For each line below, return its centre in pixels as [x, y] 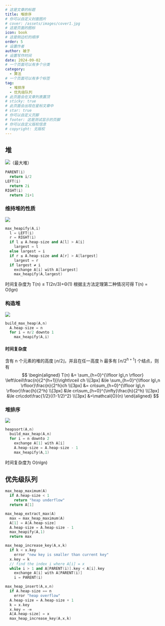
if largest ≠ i [25, 265]
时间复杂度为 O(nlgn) [26, 462]
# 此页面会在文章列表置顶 [28, 97]
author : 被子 [18, 51]
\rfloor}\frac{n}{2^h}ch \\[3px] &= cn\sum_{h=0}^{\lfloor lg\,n [83, 385]
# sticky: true [21, 102]
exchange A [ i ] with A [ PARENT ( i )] [48, 573]
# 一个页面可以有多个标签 [28, 78]
